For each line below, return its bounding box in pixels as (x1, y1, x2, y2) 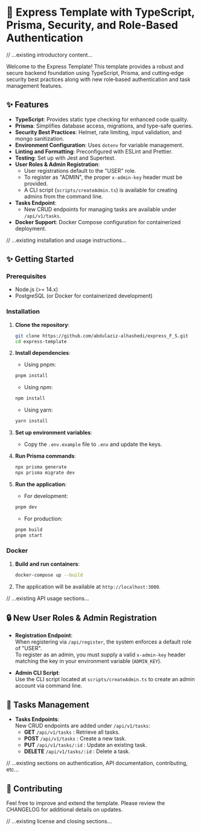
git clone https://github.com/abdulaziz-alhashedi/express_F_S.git (14, 332, 188, 339)
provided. (24, 179, 48, 187)
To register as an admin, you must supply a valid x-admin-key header (14, 651, 186, 658)
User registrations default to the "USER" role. (24, 167, 136, 174)
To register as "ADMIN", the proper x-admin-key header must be (24, 173, 183, 181)
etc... (6, 766, 19, 773)
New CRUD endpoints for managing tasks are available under (24, 205, 177, 213)
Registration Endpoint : (14, 632, 73, 639)
